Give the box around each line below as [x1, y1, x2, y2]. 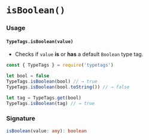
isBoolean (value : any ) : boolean [6, 127, 87, 134]
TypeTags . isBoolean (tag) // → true [6, 100, 95, 106]
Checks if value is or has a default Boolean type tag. [14, 51, 144, 58]
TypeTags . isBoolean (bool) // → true [6, 79, 98, 85]
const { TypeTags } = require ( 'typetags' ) [6, 62, 114, 69]
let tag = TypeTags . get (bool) [6, 95, 82, 101]
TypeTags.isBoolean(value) [6, 38, 74, 45]
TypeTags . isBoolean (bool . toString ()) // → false [6, 84, 130, 90]
